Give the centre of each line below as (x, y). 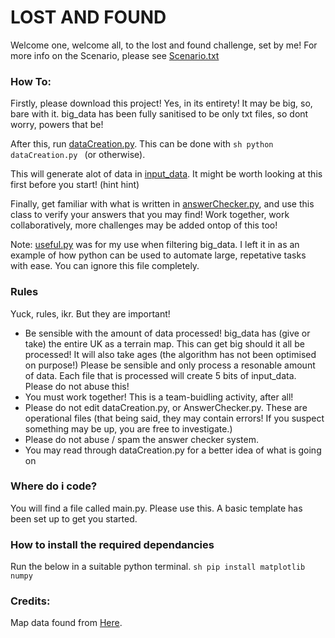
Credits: (30, 601)
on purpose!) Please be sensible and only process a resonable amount (170, 365)
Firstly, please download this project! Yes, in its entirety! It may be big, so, (161, 103)
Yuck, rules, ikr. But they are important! (90, 313)
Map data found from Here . (66, 623)
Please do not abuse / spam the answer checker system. (141, 439)
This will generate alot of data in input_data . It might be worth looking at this (166, 174)
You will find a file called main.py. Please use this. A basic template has (156, 508)
